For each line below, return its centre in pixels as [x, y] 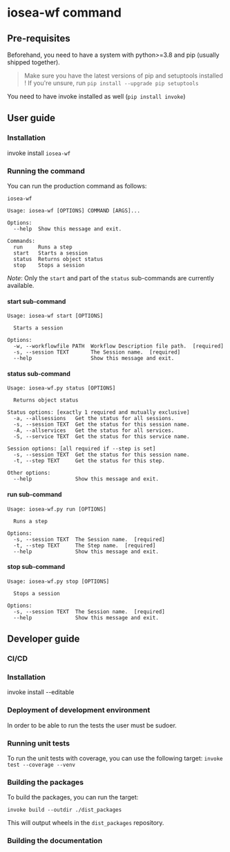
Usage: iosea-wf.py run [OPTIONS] [57, 509]
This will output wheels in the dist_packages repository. [86, 823]
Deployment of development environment [79, 710]
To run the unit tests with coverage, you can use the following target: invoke [115, 758]
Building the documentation [55, 841]
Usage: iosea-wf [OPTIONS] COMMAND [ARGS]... [74, 210]
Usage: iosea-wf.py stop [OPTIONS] [58, 581]
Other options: [29, 473]
